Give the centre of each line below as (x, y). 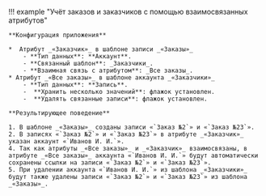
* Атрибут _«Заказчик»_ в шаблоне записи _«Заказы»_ (101, 49)
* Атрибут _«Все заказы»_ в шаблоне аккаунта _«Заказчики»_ (112, 78)
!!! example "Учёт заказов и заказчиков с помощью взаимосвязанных (128, 12)
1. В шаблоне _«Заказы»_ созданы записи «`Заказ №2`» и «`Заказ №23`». (131, 127)
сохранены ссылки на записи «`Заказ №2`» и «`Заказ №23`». (110, 163)
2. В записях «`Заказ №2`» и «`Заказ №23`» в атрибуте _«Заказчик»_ (126, 134)
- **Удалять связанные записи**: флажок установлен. (115, 99)
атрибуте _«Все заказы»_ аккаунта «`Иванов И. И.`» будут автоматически (133, 156)
